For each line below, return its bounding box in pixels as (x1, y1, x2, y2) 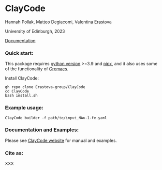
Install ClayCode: (5, 76, 39, 81)
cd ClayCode (5, 89, 29, 94)
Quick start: (5, 49, 34, 56)
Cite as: (5, 150, 24, 156)
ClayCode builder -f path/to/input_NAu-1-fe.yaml (5, 115, 107, 120)
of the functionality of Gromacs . (5, 66, 69, 72)
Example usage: (5, 105, 44, 111)
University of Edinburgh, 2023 (5, 28, 65, 34)
